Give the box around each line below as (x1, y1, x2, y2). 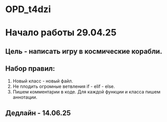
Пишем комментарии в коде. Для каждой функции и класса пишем (12, 88, 161, 95)
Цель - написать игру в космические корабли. (5, 47, 162, 55)
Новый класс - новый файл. (12, 78, 73, 84)
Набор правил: (5, 65, 55, 73)
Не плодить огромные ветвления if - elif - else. (12, 83, 115, 89)
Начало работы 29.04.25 (5, 27, 116, 39)
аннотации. (12, 94, 37, 100)
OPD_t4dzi (5, 4, 51, 15)
